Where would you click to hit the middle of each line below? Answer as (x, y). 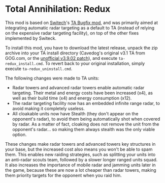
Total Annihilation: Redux (58, 9)
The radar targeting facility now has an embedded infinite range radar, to (86, 103)
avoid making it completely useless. (49, 108)
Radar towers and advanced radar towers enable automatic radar (78, 87)
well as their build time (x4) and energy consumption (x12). (72, 98)
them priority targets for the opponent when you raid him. (64, 175)
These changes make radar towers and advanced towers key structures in (81, 144)
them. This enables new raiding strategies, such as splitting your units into (80, 154)
